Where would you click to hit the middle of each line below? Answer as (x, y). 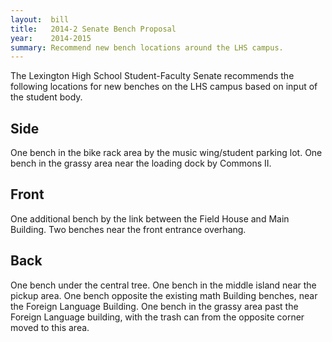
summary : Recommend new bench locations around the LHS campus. (147, 47)
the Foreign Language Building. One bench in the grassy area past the (154, 306)
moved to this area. (50, 327)
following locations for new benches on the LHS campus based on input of (164, 87)
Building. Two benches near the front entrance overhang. (128, 229)
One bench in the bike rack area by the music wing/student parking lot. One (166, 153)
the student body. (46, 97)
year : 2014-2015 (51, 38)
